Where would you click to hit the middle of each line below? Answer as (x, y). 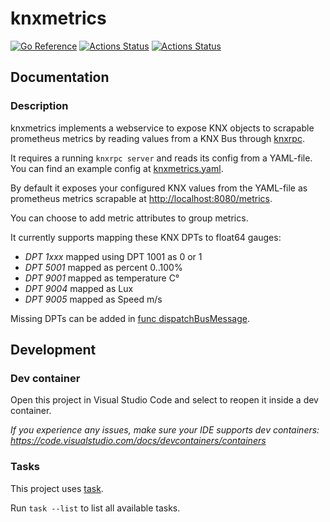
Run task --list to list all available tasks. (95, 508)
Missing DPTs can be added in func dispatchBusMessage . (130, 318)
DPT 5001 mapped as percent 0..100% (103, 267)
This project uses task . (57, 488)
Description (39, 106)
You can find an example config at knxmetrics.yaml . (117, 168)
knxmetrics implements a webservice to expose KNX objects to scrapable (162, 128)
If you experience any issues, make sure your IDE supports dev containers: (165, 430)
